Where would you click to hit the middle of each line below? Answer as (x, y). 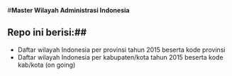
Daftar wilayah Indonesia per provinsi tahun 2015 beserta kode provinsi (121, 50)
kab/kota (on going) (46, 65)
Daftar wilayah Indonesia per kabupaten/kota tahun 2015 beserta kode (120, 57)
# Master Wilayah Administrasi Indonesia (68, 10)
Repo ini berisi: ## (47, 32)
